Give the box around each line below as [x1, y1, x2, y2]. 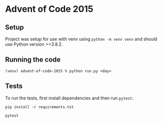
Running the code [5, 56, 61, 64]
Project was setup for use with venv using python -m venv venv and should [5, 36, 158, 42]
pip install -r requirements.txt [5, 104, 74, 109]
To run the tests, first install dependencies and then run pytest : [5, 95, 134, 101]
